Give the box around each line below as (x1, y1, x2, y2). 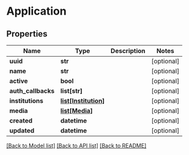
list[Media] (60, 107, 93, 115)
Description (110, 47, 146, 55)
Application (6, 4, 67, 18)
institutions (9, 96, 44, 105)
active (9, 77, 28, 85)
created (9, 117, 32, 124)
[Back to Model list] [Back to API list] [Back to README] (6, 142, 147, 149)
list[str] (60, 87, 83, 95)
